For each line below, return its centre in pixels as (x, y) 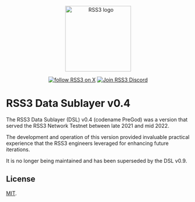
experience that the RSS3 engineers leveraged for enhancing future (88, 143)
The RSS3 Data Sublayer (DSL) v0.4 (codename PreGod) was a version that (97, 119)
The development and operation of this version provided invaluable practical (98, 137)
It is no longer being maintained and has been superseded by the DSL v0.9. (97, 161)
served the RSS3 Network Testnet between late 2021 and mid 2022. (88, 126)
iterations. (18, 149)
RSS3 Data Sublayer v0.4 (68, 104)
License (21, 179)
